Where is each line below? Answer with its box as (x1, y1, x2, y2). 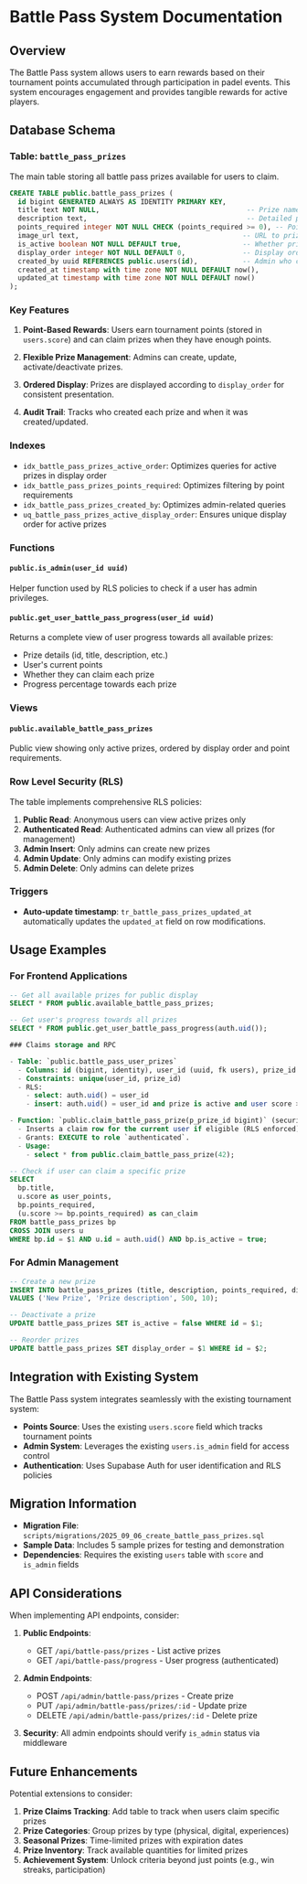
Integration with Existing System (9, 1369, 199, 1385)
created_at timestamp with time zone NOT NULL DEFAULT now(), (17, 265, 259, 274)
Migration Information (9, 1496, 137, 1512)
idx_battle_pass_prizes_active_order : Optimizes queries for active (22, 460, 277, 471)
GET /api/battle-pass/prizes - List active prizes (36, 1645, 221, 1656)
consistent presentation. (22, 389, 114, 400)
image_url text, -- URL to (17, 231, 281, 241)
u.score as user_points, (17, 1192, 112, 1202)
